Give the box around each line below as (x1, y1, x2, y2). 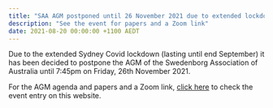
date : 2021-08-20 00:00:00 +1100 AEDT (8, 27, 140, 35)
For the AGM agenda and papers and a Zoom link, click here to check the (8, 82, 253, 92)
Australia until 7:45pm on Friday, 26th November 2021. (8, 67, 191, 76)
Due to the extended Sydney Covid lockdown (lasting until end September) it (8, 50, 265, 59)
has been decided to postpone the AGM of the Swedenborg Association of (8, 58, 258, 67)
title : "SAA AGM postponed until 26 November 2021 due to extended (8, 11, 242, 20)
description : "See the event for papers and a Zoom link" (8, 19, 209, 28)
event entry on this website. (8, 91, 102, 101)
